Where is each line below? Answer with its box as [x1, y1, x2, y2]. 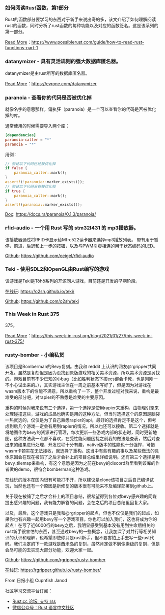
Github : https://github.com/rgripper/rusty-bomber [5, 557, 106, 563]
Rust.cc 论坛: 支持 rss [12, 598, 56, 604]
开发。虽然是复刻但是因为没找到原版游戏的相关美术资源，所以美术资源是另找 [5, 370, 160, 376]
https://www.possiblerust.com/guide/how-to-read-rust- [31, 39, 144, 45]
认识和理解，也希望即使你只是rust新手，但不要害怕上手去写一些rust [13, 535, 150, 541]
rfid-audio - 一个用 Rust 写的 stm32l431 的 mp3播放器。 [5, 225, 139, 231]
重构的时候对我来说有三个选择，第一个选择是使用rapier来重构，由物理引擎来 [5, 405, 159, 411]
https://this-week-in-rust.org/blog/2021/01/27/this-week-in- [31, 333, 153, 339]
